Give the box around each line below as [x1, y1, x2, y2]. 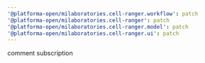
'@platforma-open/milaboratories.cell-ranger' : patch [7, 17, 170, 24]
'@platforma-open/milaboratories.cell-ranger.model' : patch [7, 23, 189, 30]
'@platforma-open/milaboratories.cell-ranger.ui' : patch [7, 29, 179, 37]
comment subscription [7, 49, 73, 57]
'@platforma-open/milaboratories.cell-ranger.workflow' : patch [7, 10, 199, 17]
